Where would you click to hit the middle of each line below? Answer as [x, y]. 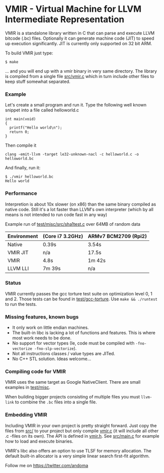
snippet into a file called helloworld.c [42, 110]
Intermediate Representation [65, 19]
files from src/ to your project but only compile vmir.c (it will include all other [82, 431]
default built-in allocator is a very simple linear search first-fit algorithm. [78, 456]
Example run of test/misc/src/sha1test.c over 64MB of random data [73, 224]
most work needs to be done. [42, 338]
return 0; [19, 132]
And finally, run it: [23, 168]
